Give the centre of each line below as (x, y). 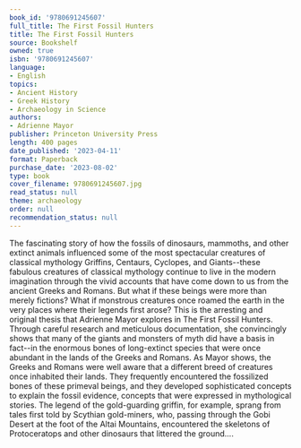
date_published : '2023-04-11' (66, 151)
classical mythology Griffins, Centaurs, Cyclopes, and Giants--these (135, 262)
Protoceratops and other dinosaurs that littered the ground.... (122, 433)
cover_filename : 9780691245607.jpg (76, 185)
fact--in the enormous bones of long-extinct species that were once (135, 348)
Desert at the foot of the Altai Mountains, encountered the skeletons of (140, 424)
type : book (30, 176)
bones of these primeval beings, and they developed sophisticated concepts (150, 385)
